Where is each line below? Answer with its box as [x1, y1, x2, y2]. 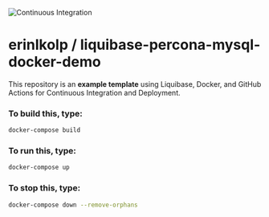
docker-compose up [8, 163, 70, 172]
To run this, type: [8, 145, 76, 157]
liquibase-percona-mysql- [79, 36, 261, 54]
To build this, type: [8, 108, 83, 119]
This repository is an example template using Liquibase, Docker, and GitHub [8, 79, 262, 88]
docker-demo [8, 53, 102, 72]
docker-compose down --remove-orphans [8, 201, 138, 209]
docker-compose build [8, 126, 81, 134]
